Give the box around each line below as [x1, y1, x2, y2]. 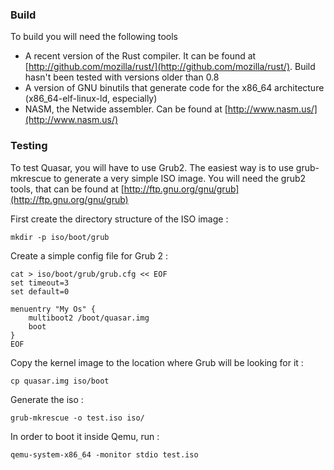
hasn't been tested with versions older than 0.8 [24, 71, 220, 83]
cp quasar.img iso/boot [10, 376, 110, 386]
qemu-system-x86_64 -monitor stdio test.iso [10, 449, 199, 460]
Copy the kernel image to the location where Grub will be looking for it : [10, 356, 304, 368]
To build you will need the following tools [10, 31, 178, 43]
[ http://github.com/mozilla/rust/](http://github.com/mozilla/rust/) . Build [24, 61, 316, 73]
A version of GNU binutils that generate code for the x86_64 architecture [24, 82, 325, 94]
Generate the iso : [10, 393, 84, 405]
